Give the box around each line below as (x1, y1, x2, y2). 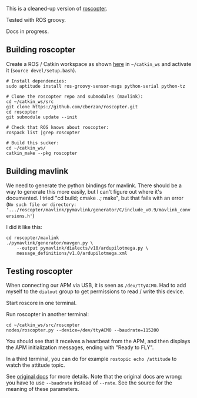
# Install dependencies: (6, 78, 67, 84)
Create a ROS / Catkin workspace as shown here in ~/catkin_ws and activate (6, 60, 192, 67)
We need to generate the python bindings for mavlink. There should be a (6, 182, 182, 189)
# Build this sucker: (6, 140, 59, 146)
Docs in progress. (6, 28, 49, 35)
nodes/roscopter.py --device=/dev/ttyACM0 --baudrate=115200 (6, 327, 159, 333)
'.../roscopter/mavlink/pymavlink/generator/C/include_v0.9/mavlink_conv (6, 207, 191, 213)
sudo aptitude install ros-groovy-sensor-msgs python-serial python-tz (6, 83, 185, 89)
